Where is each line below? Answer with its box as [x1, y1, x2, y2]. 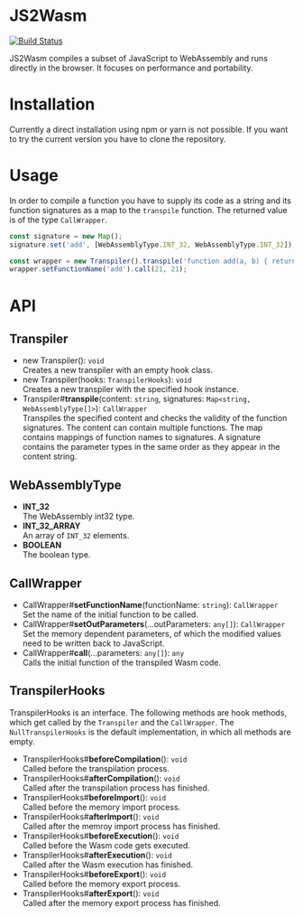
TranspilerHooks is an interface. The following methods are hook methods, [9, 706, 287, 718]
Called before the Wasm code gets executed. [22, 839, 191, 850]
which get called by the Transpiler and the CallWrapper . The [9, 716, 234, 727]
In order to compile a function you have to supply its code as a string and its [9, 195, 291, 206]
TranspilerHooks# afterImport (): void [22, 810, 160, 822]
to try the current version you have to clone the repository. [9, 133, 227, 145]
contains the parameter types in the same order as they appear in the [22, 442, 280, 453]
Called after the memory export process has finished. [22, 897, 221, 908]
